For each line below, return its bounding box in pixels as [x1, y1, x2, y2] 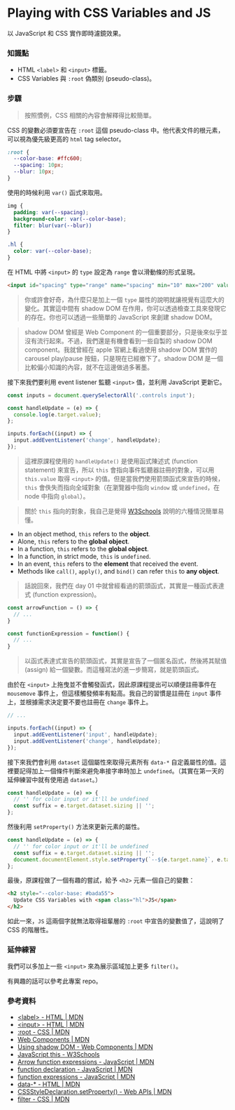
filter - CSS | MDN [17, 1095, 70, 1103]
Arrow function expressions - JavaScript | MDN [17, 1057, 155, 1066]
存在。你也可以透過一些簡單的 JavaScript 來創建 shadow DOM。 [30, 312, 216, 321]
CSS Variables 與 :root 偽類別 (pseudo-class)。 [17, 74, 156, 83]
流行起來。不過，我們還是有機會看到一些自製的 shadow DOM [36, 336, 213, 345]
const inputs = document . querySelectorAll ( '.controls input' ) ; [7, 392, 196, 399]
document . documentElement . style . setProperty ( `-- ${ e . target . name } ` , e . [13, 856, 224, 863]
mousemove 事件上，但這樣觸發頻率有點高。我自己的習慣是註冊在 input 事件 [7, 689, 222, 698]
